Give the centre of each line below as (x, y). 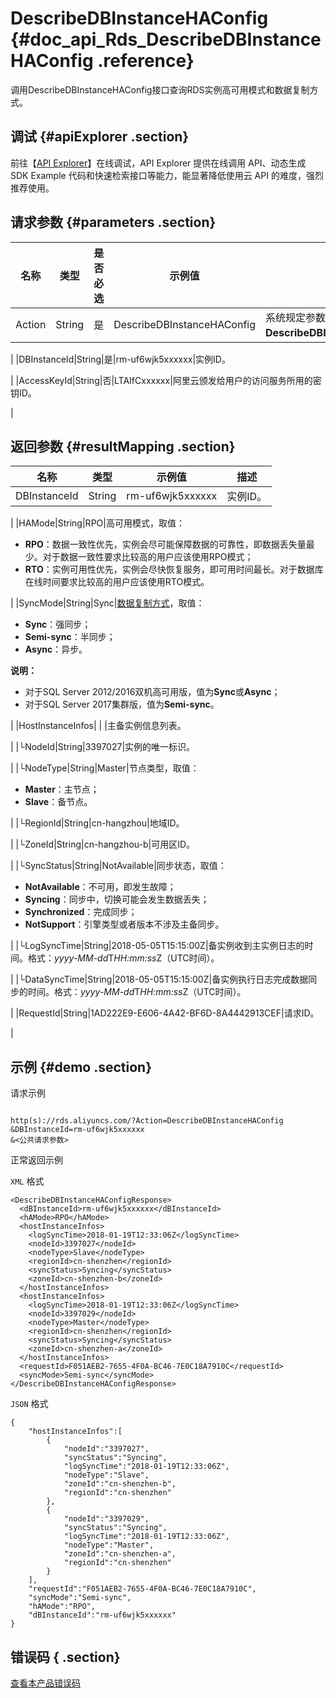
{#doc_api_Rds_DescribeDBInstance (166, 39)
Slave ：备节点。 (58, 802)
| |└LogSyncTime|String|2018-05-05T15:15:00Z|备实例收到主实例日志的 (157, 946)
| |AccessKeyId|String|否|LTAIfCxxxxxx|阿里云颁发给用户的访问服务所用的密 (166, 380)
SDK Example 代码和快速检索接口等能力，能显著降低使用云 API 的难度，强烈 (167, 175)
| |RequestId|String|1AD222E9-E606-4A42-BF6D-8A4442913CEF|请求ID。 (165, 1013)
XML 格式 (27, 1181)
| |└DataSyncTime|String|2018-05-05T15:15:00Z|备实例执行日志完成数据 (159, 979)
